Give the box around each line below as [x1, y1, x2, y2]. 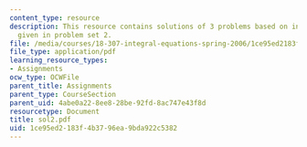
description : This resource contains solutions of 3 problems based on [9, 22, 288, 31]
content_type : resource [9, 13, 101, 23]
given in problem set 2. [17, 30, 112, 39]
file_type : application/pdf [9, 47, 117, 57]
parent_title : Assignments [9, 81, 112, 90]
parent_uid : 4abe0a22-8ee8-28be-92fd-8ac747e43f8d [9, 98, 206, 108]
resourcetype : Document [9, 107, 101, 116]
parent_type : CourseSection [9, 89, 117, 99]
